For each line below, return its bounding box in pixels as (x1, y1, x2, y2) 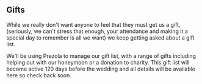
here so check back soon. (6, 71, 72, 79)
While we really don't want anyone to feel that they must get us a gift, (6, 21, 181, 28)
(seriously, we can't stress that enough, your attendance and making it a (6, 27, 188, 35)
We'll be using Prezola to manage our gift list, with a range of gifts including (6, 52, 197, 60)
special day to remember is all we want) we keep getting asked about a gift (6, 33, 195, 41)
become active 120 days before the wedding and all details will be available (6, 65, 196, 72)
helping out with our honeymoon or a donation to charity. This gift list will (6, 58, 190, 66)
